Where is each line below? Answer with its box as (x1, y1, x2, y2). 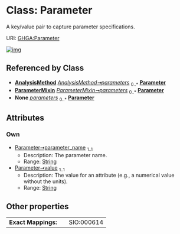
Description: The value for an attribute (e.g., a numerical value (23, 172, 175, 179)
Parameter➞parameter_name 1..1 (14, 144, 93, 152)
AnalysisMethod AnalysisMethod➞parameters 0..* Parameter (14, 79, 166, 87)
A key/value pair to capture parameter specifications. (6, 23, 135, 30)
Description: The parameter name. (23, 151, 107, 158)
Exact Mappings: (9, 218, 57, 226)
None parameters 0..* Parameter (14, 94, 94, 103)
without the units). (23, 178, 68, 185)
